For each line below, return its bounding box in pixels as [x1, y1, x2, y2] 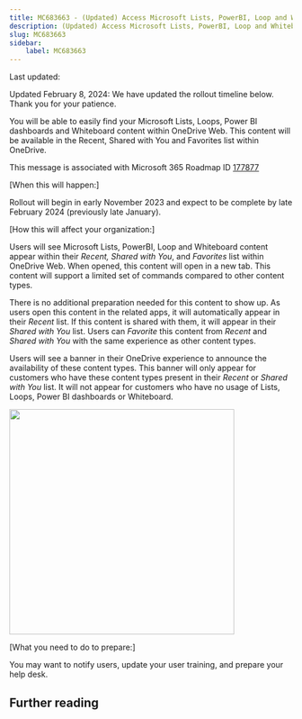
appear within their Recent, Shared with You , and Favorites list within [9, 251, 264, 262]
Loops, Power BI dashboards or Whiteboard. [9, 391, 173, 402]
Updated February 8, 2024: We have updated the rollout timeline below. [9, 89, 274, 100]
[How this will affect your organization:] [9, 224, 155, 235]
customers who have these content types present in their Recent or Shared [9, 372, 288, 383]
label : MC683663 [25, 47, 87, 56]
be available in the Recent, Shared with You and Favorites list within [9, 135, 259, 146]
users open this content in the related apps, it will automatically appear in [9, 307, 280, 318]
